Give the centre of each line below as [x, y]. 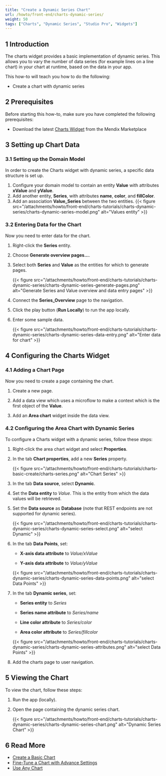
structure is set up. [24, 175]
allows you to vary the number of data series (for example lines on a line [79, 62]
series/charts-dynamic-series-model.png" [56, 212]
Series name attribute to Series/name [59, 613]
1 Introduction [27, 44]
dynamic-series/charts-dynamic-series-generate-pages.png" [76, 285]
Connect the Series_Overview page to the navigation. [68, 300]
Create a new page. [33, 391]
